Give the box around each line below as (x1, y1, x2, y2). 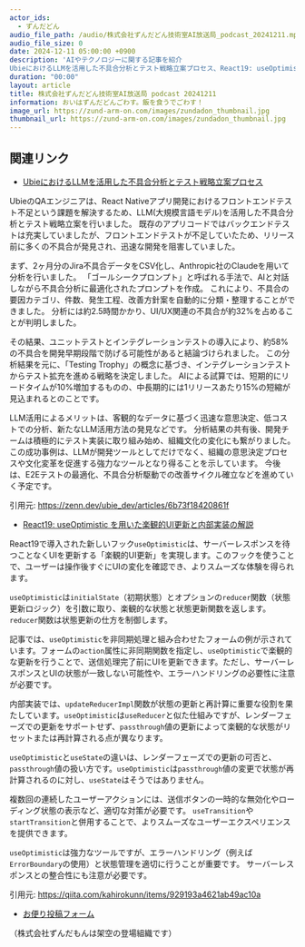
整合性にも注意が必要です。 (48, 869, 152, 881)
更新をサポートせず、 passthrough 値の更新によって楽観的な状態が (40, 721, 283, 732)
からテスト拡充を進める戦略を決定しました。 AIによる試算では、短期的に (9, 370, 281, 381)
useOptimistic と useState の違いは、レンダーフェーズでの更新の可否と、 (9, 751, 277, 763)
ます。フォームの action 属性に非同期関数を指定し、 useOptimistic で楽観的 (16, 645, 293, 656)
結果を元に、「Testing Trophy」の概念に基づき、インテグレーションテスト (16, 359, 291, 370)
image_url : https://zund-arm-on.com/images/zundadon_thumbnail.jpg (9, 106, 271, 115)
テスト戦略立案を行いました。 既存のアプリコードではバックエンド (25, 218, 274, 229)
